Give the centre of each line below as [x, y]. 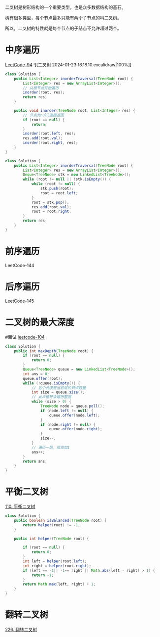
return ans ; [35, 461]
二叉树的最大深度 [40, 322]
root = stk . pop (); [50, 202]
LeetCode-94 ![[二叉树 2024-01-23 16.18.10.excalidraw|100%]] [68, 65]
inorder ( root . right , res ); [50, 143]
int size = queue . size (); [58, 392]
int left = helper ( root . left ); [55, 561]
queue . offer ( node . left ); [74, 415]
